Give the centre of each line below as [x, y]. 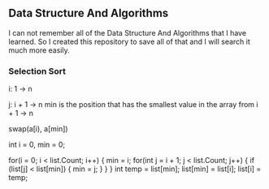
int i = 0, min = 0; [37, 144]
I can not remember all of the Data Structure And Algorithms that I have [127, 32]
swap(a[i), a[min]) [38, 129]
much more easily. [39, 50]
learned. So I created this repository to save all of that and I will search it [129, 41]
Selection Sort [37, 71]
